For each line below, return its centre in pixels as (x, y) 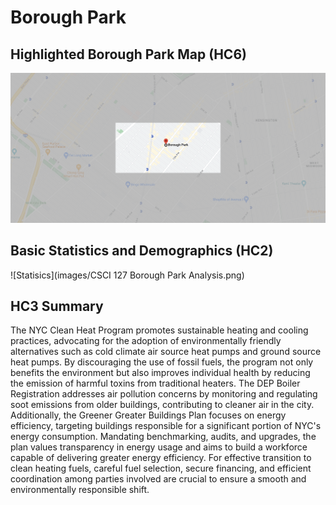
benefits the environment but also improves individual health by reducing (160, 373)
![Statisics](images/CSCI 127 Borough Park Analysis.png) (127, 275)
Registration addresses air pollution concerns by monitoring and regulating (164, 394)
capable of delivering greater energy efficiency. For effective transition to (161, 458)
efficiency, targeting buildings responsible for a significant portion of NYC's (166, 426)
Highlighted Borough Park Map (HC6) (128, 54)
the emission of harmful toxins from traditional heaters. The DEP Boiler (155, 383)
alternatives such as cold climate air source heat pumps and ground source (166, 352)
